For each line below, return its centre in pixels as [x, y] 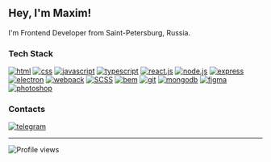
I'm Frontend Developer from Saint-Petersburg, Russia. [100, 32]
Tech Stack [31, 53]
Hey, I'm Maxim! [50, 13]
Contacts [27, 110]
